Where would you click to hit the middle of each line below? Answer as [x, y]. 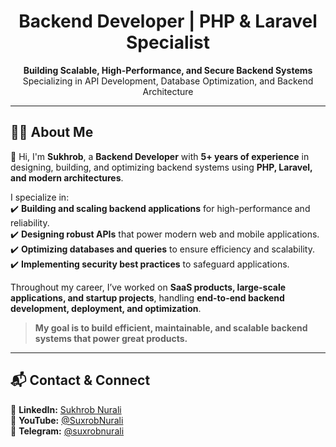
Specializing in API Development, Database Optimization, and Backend [168, 81]
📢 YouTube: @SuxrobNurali [67, 420]
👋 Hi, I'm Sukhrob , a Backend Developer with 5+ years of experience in [160, 156]
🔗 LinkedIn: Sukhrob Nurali [66, 409]
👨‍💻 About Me [52, 132]
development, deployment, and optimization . [106, 308]
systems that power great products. [111, 338]
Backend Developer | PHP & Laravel [168, 21]
